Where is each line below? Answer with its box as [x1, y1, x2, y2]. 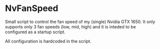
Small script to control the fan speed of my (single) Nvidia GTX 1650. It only [5, 19, 156, 24]
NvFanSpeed [5, 3, 59, 14]
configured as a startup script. [5, 29, 65, 35]
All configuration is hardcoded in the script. [5, 38, 92, 44]
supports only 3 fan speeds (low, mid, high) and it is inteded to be [5, 24, 136, 29]
